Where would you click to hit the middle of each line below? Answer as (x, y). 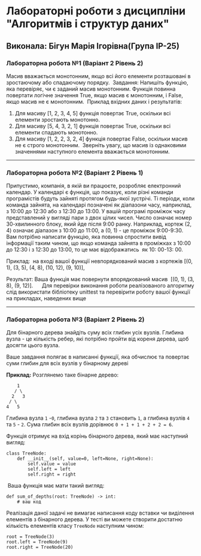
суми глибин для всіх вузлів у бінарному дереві (67, 363)
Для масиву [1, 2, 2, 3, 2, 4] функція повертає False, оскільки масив (101, 139)
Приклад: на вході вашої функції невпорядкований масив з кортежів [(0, (100, 261)
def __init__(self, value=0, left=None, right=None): (85, 459)
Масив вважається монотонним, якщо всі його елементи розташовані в (98, 76)
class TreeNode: (26, 454)
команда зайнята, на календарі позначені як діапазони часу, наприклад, (99, 205)
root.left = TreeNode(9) (37, 542)
